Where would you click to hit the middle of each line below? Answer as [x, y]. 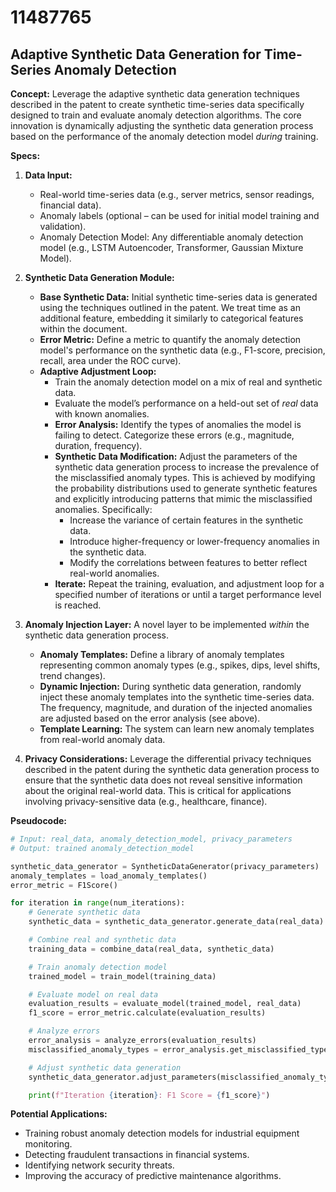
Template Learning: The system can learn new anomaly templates [177, 729]
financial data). [70, 205]
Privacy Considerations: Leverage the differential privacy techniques [168, 759]
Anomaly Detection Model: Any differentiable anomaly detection [171, 237]
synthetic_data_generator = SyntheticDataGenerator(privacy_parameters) [165, 866]
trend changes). [72, 675]
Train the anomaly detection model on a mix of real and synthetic [188, 382]
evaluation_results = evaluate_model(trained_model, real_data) [165, 1004]
